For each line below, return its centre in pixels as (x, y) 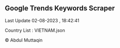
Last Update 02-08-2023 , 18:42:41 (42, 20)
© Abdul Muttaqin (24, 40)
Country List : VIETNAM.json (35, 30)
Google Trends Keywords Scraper (60, 8)
